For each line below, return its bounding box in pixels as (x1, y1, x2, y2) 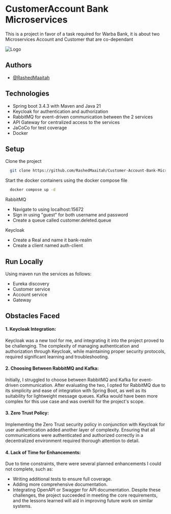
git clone (10, 168, 31, 174)
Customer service (12, 286, 50, 292)
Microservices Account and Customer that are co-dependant (5, 36, 133, 42)
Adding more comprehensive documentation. (12, 481, 108, 487)
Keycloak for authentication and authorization (12, 108, 108, 114)
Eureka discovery (12, 280, 49, 286)
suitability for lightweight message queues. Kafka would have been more (5, 393, 158, 399)
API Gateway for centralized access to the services (12, 119, 120, 125)
